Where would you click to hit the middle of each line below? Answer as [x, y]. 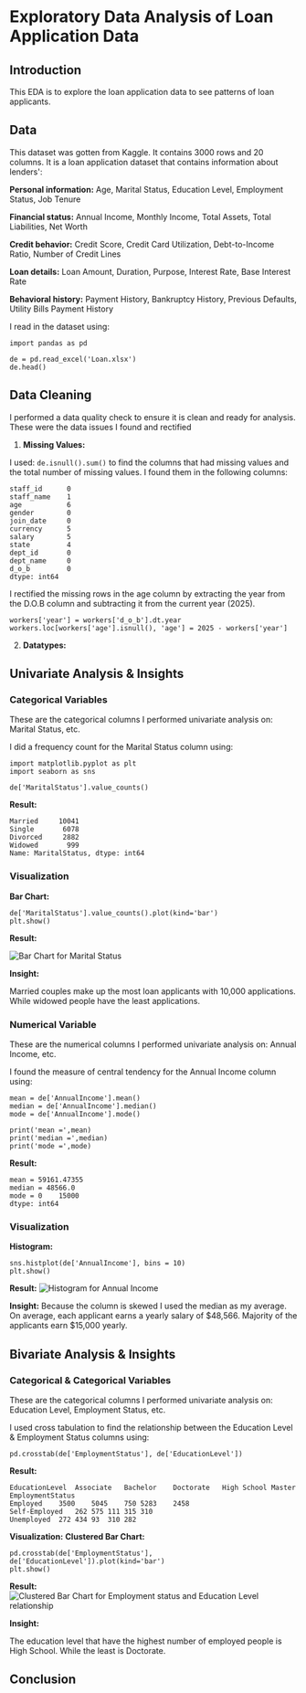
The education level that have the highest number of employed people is [146, 1641]
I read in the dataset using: [59, 326]
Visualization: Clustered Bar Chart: [77, 1536]
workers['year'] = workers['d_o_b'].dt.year [95, 620]
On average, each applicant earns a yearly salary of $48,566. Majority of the [153, 1316]
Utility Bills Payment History [62, 309]
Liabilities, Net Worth [49, 227]
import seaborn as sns [53, 772]
